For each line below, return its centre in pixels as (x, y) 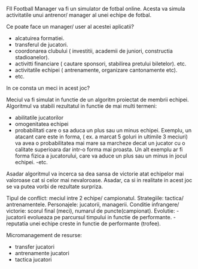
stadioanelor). (32, 57)
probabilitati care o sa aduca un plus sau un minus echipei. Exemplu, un (103, 130)
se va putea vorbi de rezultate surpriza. (55, 186)
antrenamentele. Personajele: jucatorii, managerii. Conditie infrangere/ (93, 204)
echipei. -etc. (31, 162)
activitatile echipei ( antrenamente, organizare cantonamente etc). (96, 70)
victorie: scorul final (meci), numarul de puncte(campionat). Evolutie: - (93, 211)
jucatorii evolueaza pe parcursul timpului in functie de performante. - (91, 217)
